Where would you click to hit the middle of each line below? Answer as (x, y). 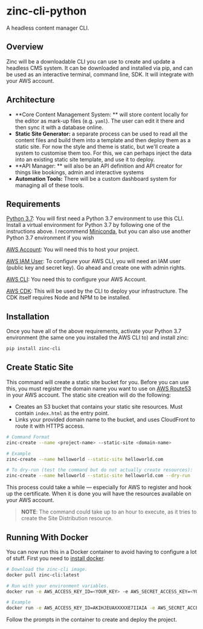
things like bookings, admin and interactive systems (79, 172)
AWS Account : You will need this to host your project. (73, 250)
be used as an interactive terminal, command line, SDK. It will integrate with (100, 74)
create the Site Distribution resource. (67, 518)
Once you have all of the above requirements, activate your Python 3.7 (94, 331)
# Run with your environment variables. (58, 586)
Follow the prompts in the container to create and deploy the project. (92, 620)
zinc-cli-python (47, 11)
